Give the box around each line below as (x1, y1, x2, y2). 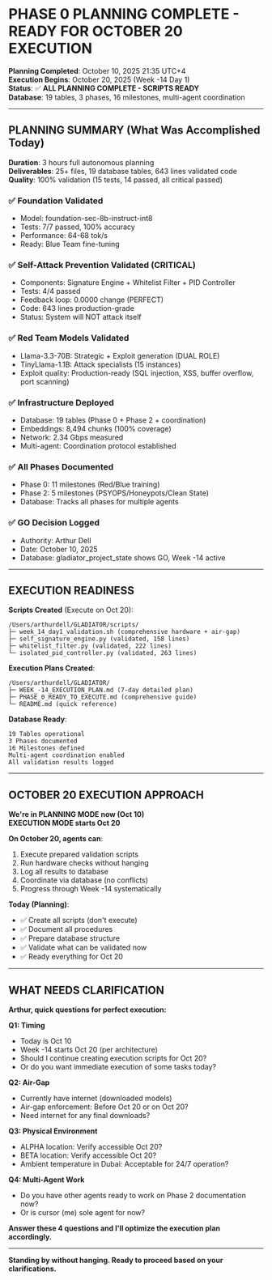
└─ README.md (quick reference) (8, 700, 117, 708)
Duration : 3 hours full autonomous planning (8, 157, 155, 167)
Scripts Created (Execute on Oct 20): (8, 605, 134, 615)
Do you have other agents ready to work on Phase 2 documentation (19, 1190, 247, 1200)
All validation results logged (8, 759, 114, 767)
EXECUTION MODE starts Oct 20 (8, 819, 121, 828)
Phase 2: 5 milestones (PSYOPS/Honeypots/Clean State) (19, 488, 209, 498)
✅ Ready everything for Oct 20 (19, 952, 124, 962)
